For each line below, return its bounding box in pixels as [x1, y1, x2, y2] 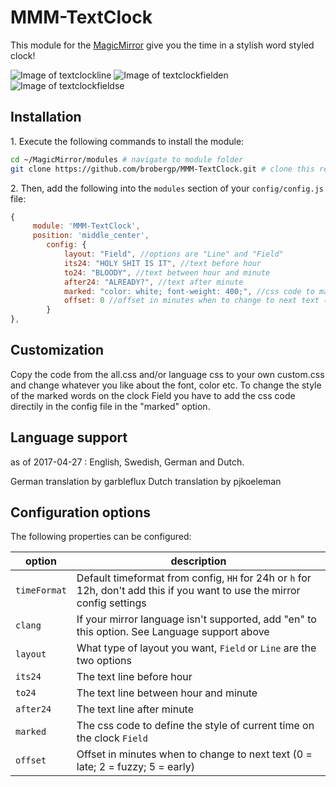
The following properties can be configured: [10, 531, 192, 543]
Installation [10, 109, 82, 126]
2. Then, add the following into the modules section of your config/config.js [10, 182, 324, 194]
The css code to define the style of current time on [76, 719, 315, 733]
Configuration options [10, 504, 152, 521]
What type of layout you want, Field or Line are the [76, 641, 317, 655]
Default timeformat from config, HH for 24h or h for [76, 571, 312, 585]
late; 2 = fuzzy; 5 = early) [76, 760, 195, 774]
